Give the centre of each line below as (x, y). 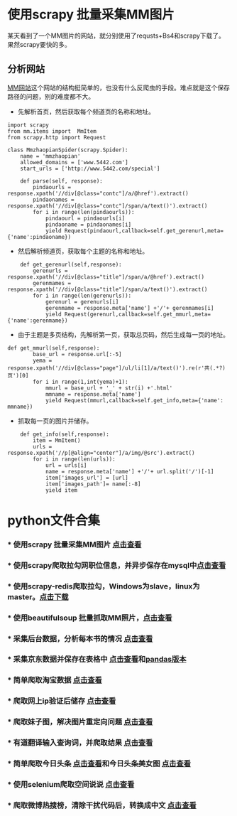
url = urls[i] (66, 465)
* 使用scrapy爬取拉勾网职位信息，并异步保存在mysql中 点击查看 (117, 565)
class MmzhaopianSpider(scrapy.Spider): (68, 150)
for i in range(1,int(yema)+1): (81, 382)
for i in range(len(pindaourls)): (84, 212)
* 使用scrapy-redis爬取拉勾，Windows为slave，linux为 (104, 586)
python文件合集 (54, 520)
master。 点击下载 (38, 596)
